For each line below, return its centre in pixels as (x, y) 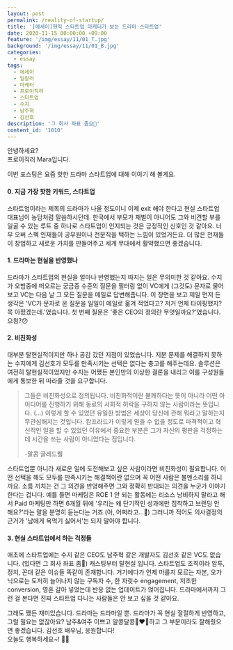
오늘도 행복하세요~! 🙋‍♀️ (38, 639)
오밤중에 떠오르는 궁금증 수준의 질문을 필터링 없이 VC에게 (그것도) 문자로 (113, 285)
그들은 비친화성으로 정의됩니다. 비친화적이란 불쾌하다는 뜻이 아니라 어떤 (121, 395)
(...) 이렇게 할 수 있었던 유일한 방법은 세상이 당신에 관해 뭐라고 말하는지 (129, 413)
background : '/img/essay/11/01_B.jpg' (63, 46)
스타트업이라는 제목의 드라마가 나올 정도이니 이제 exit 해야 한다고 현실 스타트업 (113, 208)
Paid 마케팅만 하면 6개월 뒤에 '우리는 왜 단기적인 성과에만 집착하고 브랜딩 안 (117, 503)
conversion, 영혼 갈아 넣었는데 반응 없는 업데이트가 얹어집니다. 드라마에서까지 (113, 589)
